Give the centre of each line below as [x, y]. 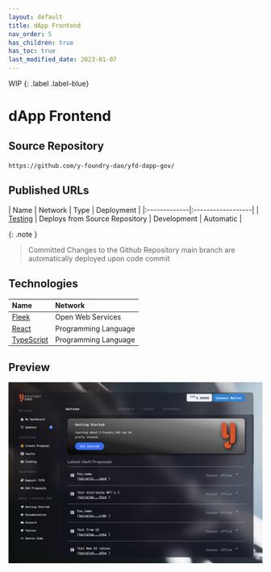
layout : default [35, 17]
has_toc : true [32, 51]
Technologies [44, 284]
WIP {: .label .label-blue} [49, 84]
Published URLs [49, 191]
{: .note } [23, 234]
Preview [29, 367]
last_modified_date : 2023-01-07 [63, 60]
